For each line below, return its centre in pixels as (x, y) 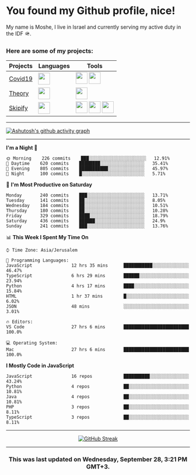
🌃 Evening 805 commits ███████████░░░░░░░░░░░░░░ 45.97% (87, 169)
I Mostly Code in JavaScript (40, 366)
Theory (19, 94)
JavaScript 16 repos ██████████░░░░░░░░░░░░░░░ (98, 376)
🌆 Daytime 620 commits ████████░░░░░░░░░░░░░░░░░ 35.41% (87, 164)
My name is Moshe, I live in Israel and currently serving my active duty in (94, 27)
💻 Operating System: (32, 343)
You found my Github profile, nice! (91, 11)
